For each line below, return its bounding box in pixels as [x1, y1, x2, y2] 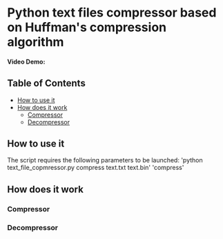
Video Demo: [7, 57, 46, 66]
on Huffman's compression [7, 19, 167, 35]
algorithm [7, 35, 64, 50]
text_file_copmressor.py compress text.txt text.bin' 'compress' [7, 164, 184, 172]
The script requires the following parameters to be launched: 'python [7, 156, 204, 164]
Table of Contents [7, 77, 86, 89]
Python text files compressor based [7, 5, 217, 21]
